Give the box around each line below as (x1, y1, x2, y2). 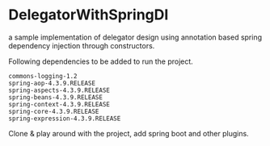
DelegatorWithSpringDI (8, 6, 169, 24)
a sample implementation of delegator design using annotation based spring (8, 32, 263, 42)
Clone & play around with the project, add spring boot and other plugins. (8, 128, 249, 138)
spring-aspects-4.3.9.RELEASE (8, 86, 111, 94)
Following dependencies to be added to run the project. (8, 56, 194, 66)
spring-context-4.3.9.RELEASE (8, 100, 111, 108)
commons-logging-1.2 (8, 72, 78, 80)
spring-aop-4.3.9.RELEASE (8, 79, 95, 87)
